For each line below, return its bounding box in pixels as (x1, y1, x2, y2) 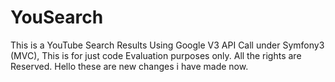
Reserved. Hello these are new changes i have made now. (10, 60, 249, 72)
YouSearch (10, 6, 104, 29)
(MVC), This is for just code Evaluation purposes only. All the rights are (10, 49, 302, 61)
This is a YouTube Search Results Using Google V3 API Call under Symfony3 (10, 39, 325, 51)
